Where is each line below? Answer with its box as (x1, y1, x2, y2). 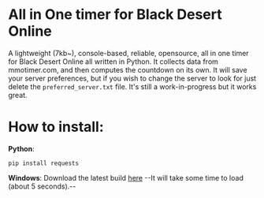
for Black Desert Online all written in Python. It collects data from (8, 57, 219, 66)
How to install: (8, 118, 104, 136)
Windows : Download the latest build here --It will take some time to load (8, 173, 244, 182)
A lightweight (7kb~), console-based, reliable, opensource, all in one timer (8, 48, 250, 58)
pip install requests (8, 159, 80, 167)
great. (8, 90, 28, 99)
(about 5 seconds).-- (8, 181, 76, 191)
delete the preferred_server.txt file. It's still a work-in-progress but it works (8, 81, 257, 92)
